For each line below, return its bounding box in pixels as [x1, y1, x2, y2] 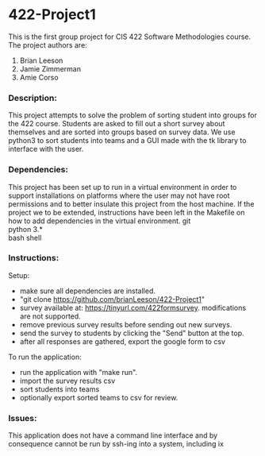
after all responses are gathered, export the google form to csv [19, 336, 226, 346]
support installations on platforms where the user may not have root [8, 191, 230, 200]
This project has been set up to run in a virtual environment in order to [8, 182, 237, 191]
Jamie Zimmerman [19, 64, 82, 73]
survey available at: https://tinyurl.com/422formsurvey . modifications [19, 303, 247, 312]
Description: [8, 92, 57, 103]
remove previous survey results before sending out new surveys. [19, 319, 232, 329]
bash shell [8, 233, 42, 242]
